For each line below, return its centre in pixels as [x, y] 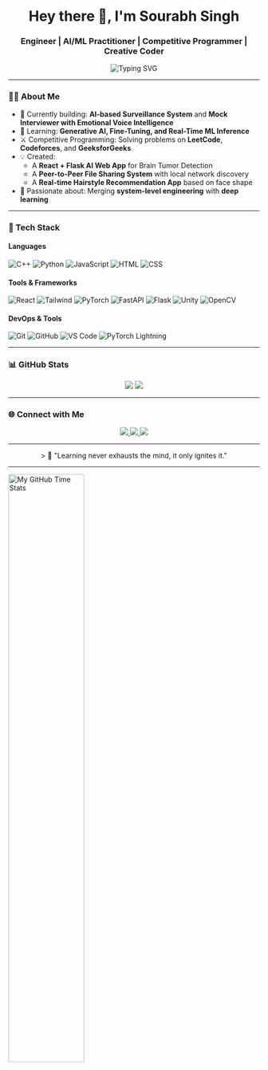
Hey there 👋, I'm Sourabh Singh [134, 16]
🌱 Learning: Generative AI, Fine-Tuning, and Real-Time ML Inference [134, 131]
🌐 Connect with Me [47, 414]
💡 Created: [37, 156]
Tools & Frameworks [43, 282]
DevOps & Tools [35, 318]
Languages [27, 246]
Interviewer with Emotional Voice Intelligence [97, 122]
